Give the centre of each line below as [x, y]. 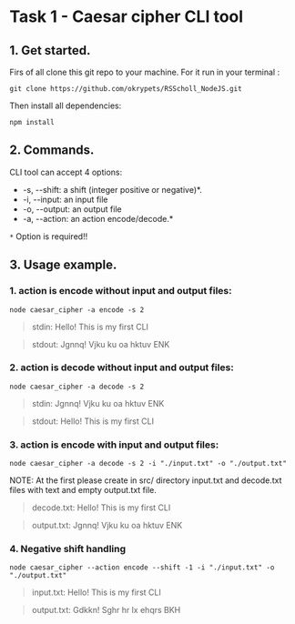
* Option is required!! [49, 236]
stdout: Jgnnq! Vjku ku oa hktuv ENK [101, 344]
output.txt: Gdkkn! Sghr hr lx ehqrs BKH [106, 610]
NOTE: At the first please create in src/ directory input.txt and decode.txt [146, 480]
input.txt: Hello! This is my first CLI [96, 592]
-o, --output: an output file [72, 209]
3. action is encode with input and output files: [114, 445]
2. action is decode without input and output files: [122, 367]
